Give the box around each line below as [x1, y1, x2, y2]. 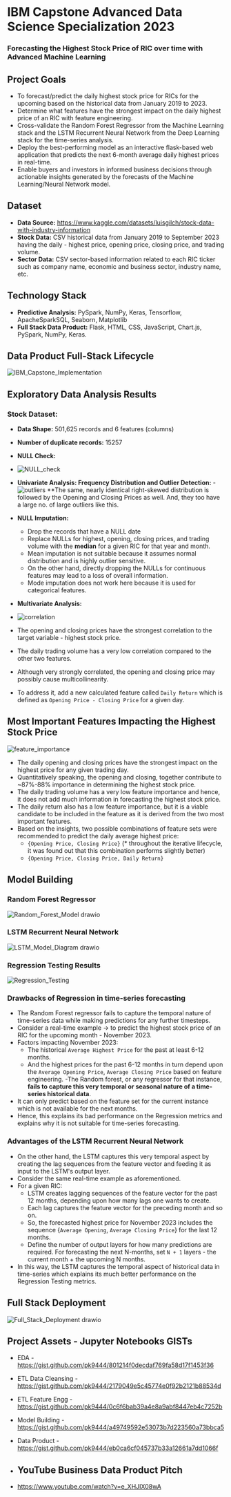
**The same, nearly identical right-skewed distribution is [47, 486, 210, 494]
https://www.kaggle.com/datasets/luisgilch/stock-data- [57, 218, 215, 227]
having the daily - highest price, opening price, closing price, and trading [17, 240, 225, 249]
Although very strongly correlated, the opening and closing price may [17, 668, 215, 676]
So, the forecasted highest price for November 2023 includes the [27, 1218, 213, 1227]
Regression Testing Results [7, 960, 101, 970]
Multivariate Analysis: [17, 599, 83, 608]
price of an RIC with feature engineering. [17, 113, 133, 122]
